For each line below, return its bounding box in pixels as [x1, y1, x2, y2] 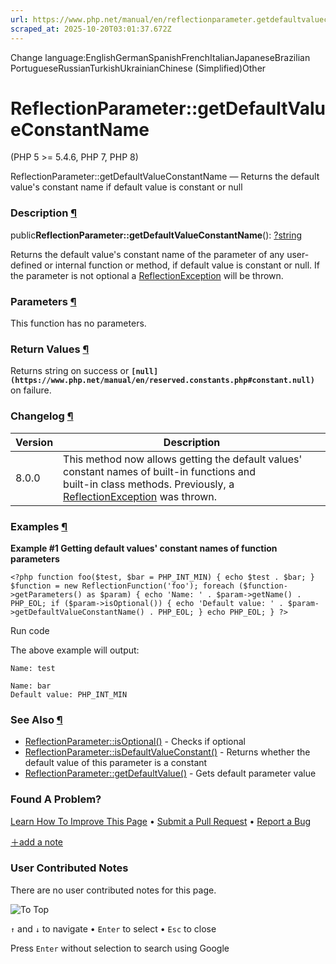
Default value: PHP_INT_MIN [10, 689, 128, 700]
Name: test [10, 663, 56, 673]
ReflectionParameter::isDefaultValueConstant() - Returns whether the [24, 746, 311, 758]
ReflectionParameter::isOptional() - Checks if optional [24, 736, 246, 748]
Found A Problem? [10, 792, 102, 806]
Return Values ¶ [10, 342, 90, 356]
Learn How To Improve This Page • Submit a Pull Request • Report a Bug [10, 815, 311, 827]
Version [15, 435, 54, 449]
